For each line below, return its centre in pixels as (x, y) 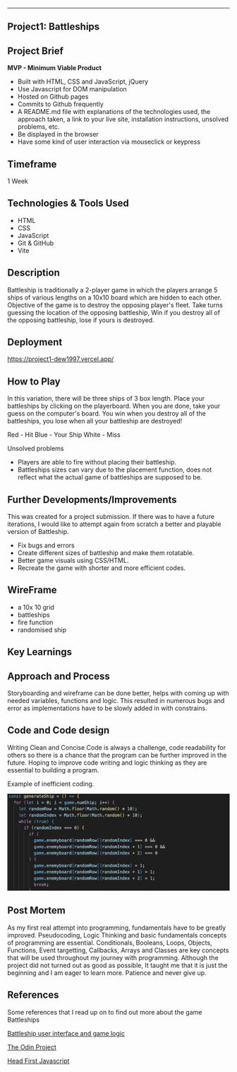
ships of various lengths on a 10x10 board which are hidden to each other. (115, 297)
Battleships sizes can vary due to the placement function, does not (115, 470)
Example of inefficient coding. (51, 784)
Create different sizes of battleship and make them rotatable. (106, 553)
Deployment (35, 342)
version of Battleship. (38, 532)
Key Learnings (40, 652)
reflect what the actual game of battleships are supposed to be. (110, 477)
